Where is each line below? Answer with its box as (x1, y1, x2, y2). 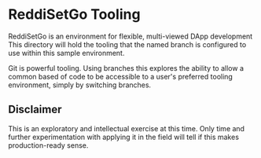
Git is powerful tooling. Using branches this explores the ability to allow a (8, 63, 244, 72)
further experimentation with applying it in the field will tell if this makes (8, 132, 240, 141)
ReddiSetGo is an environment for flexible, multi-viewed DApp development (8, 31, 253, 41)
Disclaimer (8, 103, 62, 116)
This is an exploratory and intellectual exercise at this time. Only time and (8, 123, 245, 133)
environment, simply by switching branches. (8, 80, 152, 90)
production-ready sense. (8, 140, 89, 150)
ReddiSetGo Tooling (8, 6, 141, 24)
